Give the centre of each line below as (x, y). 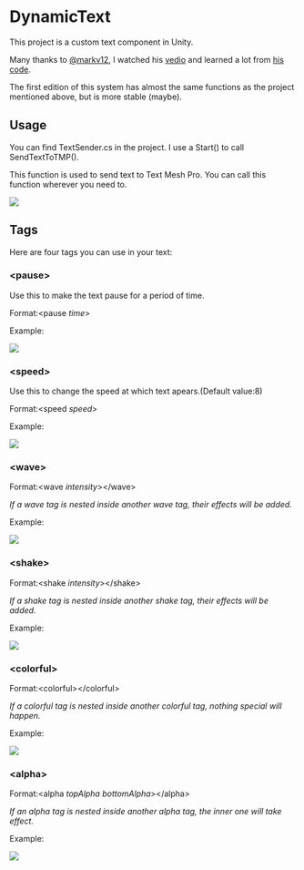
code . (20, 69)
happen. (25, 716)
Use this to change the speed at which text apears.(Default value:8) (136, 391)
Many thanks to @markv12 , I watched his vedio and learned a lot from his (147, 59)
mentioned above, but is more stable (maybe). (96, 97)
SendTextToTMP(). (44, 157)
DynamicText (60, 17)
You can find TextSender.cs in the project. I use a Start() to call (127, 147)
